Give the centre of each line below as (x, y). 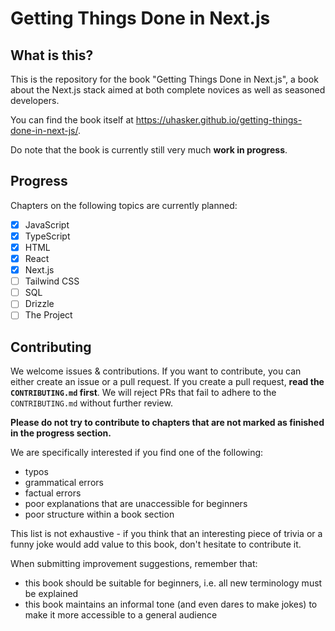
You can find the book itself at (72, 120)
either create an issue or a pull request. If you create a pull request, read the (167, 382)
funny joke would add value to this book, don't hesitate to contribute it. (156, 544)
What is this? (52, 55)
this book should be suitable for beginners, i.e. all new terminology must (173, 583)
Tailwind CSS (52, 281)
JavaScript (47, 224)
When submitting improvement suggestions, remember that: (134, 564)
